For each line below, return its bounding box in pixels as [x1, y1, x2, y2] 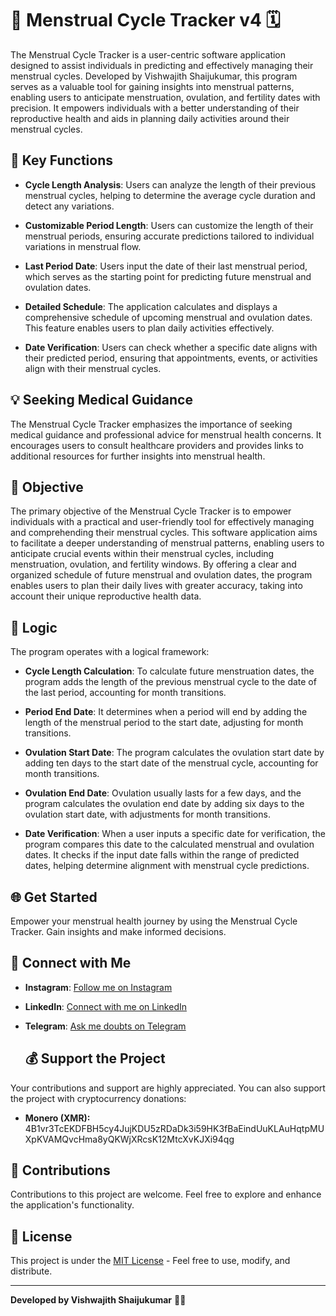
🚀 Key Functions [10, 152, 113, 169]
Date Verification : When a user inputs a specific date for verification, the [24, 828, 326, 840]
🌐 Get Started [10, 888, 98, 906]
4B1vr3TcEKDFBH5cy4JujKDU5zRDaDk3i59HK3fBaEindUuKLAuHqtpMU [24, 1122, 325, 1134]
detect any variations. [24, 200, 115, 212]
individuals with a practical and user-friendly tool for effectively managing [10, 516, 315, 528]
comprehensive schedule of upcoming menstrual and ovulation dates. [24, 311, 313, 323]
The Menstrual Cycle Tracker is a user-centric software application [10, 48, 287, 61]
